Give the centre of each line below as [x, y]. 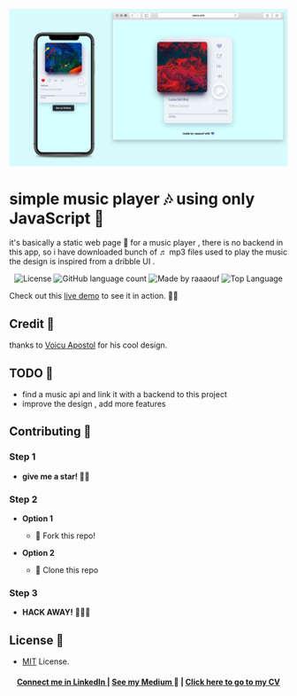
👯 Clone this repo [67, 570]
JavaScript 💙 [57, 218]
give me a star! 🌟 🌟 [56, 476]
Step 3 [23, 592]
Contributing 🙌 [50, 431]
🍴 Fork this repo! [65, 536]
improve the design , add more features [94, 404]
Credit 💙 [32, 324]
